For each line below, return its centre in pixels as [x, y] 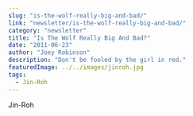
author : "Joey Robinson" [49, 52]
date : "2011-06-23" [41, 45]
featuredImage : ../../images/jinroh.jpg [76, 68]
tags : [17, 75]
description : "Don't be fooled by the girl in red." [97, 60]
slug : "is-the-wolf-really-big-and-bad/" [78, 15]
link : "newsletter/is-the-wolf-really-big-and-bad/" [97, 23]
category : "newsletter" [48, 30]
